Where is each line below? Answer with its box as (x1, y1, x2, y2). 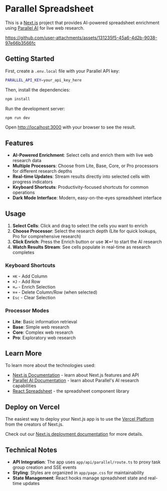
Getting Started (5, 55, 55, 63)
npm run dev (5, 115, 30, 120)
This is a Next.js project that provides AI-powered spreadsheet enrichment (5, 20, 159, 26)
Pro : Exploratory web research (12, 334, 76, 340)
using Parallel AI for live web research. (5, 25, 85, 31)
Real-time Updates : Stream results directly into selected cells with (12, 174, 150, 180)
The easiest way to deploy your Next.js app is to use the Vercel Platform (5, 416, 154, 422)
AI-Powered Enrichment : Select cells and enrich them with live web (12, 152, 153, 158)
